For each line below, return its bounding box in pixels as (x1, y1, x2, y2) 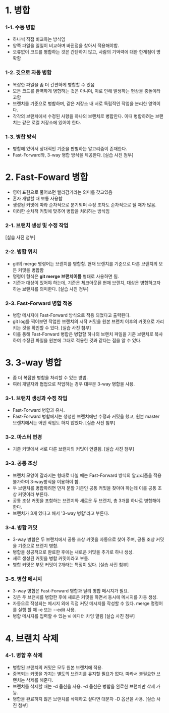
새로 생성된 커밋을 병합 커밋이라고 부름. (12, 556, 90, 562)
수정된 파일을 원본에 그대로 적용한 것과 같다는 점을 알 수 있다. (22, 337, 142, 343)
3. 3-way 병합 (5, 357, 62, 368)
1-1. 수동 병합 (5, 24, 35, 31)
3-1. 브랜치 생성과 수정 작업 (5, 395, 68, 402)
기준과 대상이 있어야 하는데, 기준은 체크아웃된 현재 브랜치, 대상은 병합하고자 (12, 280, 161, 286)
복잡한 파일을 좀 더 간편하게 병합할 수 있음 (12, 81, 95, 87)
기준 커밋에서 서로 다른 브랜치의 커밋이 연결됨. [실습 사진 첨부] (12, 446, 135, 452)
